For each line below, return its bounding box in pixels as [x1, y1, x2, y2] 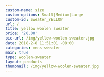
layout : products [5, 59, 42, 64]
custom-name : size [5, 7, 44, 13]
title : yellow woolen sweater [5, 26, 70, 31]
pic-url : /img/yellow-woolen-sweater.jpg [5, 36, 95, 41]
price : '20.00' [5, 31, 38, 36]
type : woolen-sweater [5, 54, 51, 60]
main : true [5, 50, 29, 55]
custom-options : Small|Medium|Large [5, 12, 83, 17]
